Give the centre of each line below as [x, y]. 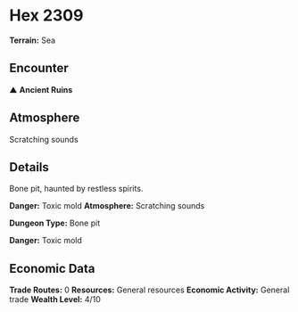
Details [29, 167]
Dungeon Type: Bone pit [55, 223]
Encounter [39, 68]
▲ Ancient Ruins [41, 89]
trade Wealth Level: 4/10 [55, 300]
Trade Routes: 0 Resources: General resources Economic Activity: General [149, 290]
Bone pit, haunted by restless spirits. [76, 189]
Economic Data [52, 268]
